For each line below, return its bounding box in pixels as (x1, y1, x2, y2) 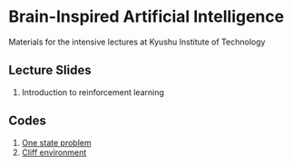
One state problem (21, 137, 92, 148)
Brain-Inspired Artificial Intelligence (8, 6, 285, 27)
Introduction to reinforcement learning (21, 86, 165, 97)
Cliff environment (21, 147, 87, 158)
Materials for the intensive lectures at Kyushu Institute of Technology (8, 36, 266, 47)
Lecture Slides (8, 63, 92, 78)
